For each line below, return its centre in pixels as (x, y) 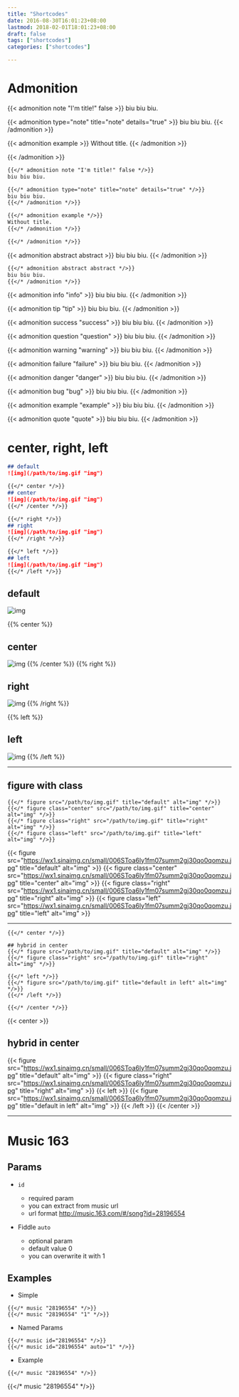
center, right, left (58, 448)
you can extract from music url (73, 1206)
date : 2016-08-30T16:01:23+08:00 (57, 21)
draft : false (27, 34)
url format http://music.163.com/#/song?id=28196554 (107, 1213)
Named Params (40, 1328)
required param (51, 1198)
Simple (28, 1295)
